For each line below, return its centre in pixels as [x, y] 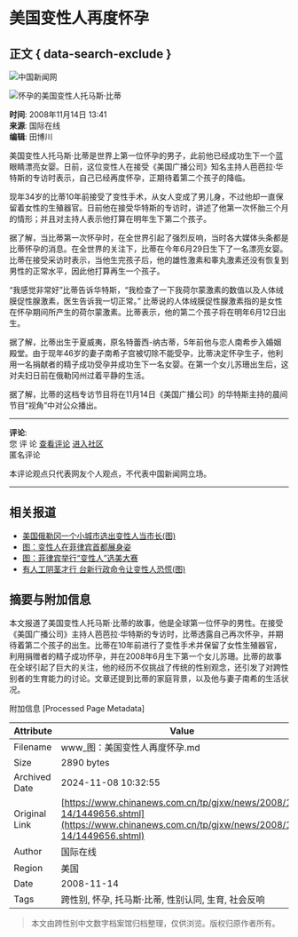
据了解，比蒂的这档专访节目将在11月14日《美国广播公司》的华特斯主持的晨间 [149, 394]
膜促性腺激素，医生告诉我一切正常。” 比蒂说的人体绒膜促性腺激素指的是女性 [146, 301]
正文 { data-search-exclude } [90, 54]
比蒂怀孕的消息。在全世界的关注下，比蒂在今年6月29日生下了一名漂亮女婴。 [149, 249]
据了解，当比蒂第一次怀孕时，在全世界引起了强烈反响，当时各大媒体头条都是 [149, 238]
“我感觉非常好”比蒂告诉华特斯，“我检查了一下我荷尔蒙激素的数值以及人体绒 [146, 290]
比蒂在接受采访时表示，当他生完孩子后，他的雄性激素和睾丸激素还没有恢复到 [149, 260]
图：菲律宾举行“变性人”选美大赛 [80, 558]
